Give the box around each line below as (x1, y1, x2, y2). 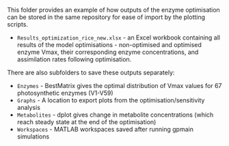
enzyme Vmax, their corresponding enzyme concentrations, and (16, 48, 199, 56)
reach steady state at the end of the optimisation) (16, 118, 157, 126)
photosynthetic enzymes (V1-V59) (16, 89, 114, 97)
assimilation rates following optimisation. (16, 55, 132, 63)
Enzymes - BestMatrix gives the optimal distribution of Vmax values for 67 (16, 82, 222, 89)
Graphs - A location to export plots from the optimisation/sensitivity (16, 96, 205, 104)
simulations (16, 132, 50, 141)
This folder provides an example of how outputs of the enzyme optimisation (7, 6, 220, 14)
